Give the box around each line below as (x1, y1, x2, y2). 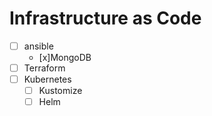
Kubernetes (23, 73, 72, 86)
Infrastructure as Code (9, 7, 202, 30)
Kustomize (38, 85, 83, 97)
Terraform (23, 62, 66, 74)
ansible (23, 40, 54, 52)
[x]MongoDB (38, 52, 92, 63)
